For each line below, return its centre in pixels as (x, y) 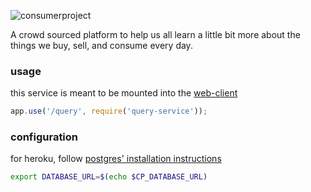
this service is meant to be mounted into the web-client (124, 93)
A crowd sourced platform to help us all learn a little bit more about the (155, 34)
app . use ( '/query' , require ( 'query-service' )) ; (109, 111)
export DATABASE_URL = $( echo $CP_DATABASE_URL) (109, 177)
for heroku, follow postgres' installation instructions (116, 159)
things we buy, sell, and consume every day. (101, 45)
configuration (44, 137)
